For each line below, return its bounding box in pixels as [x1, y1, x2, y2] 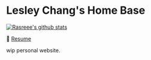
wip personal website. [6, 46, 61, 54]
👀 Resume [6, 35, 32, 42]
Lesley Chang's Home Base [6, 4, 146, 17]
